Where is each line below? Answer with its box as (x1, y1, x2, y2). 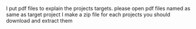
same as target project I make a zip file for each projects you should (6, 11, 171, 18)
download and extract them (6, 17, 73, 24)
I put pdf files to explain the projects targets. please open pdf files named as (6, 5, 191, 12)
